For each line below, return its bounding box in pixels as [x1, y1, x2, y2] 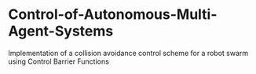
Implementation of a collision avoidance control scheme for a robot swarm [8, 48, 249, 57]
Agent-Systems [8, 22, 114, 40]
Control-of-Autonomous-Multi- [8, 6, 218, 24]
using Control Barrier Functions [8, 57, 110, 66]
